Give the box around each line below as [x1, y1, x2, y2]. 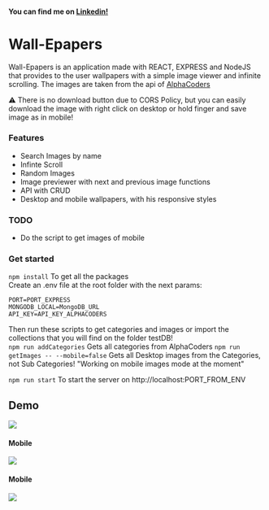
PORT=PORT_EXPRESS [8, 296, 71, 304]
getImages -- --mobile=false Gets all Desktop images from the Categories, [8, 351, 262, 360]
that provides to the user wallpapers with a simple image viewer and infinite [8, 70, 262, 81]
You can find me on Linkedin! [8, 7, 108, 16]
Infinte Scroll [20, 159, 63, 169]
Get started [8, 253, 54, 264]
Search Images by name [20, 150, 102, 160]
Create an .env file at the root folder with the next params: [8, 281, 202, 290]
